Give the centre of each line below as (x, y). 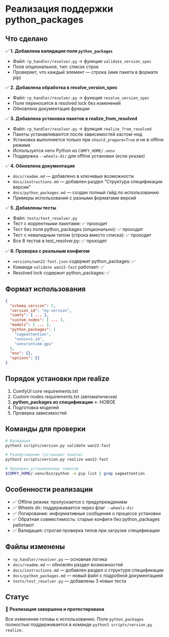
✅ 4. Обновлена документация (40, 166)
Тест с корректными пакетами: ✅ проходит (60, 224)
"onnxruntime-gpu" (34, 344)
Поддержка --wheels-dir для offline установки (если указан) (79, 156)
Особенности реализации (49, 490)
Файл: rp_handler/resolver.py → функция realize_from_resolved (82, 129)
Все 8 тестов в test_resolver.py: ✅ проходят (60, 241)
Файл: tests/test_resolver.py (45, 218)
